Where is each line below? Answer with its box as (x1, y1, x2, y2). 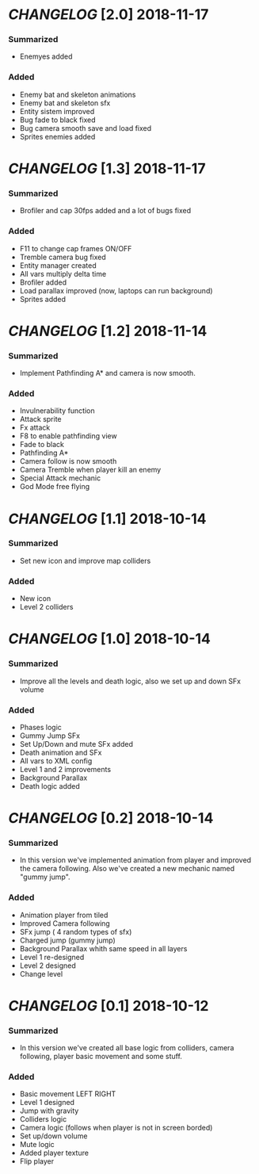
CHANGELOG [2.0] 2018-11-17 (8, 6, 209, 24)
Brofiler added (19, 277, 67, 287)
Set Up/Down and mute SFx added (19, 739, 133, 748)
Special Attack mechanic (19, 473, 101, 483)
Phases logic (19, 722, 62, 732)
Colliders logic (19, 1115, 67, 1124)
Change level (19, 969, 63, 978)
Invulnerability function (19, 406, 95, 415)
